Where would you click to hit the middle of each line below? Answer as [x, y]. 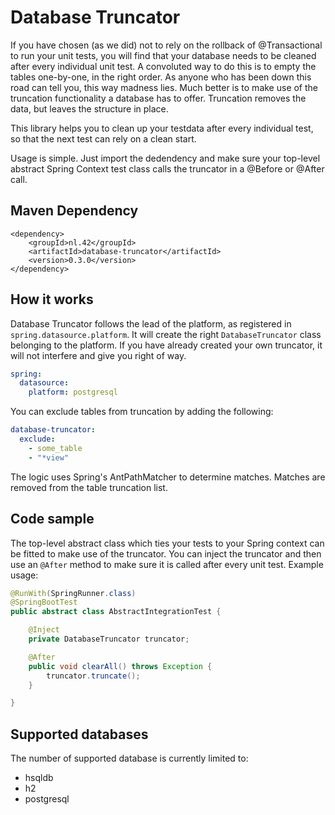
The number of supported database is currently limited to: [129, 758]
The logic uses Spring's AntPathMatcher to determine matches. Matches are [168, 477]
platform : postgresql [73, 392]
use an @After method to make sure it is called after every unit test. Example [167, 564]
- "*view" [49, 457]
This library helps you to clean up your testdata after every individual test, [162, 128]
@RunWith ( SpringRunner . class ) [73, 593]
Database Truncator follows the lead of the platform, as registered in [151, 323]
